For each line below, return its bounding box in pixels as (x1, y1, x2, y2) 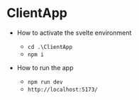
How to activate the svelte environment (16, 28, 132, 37)
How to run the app (16, 63, 74, 72)
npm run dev (27, 78, 63, 86)
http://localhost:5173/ (27, 86, 99, 93)
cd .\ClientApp (27, 43, 72, 50)
